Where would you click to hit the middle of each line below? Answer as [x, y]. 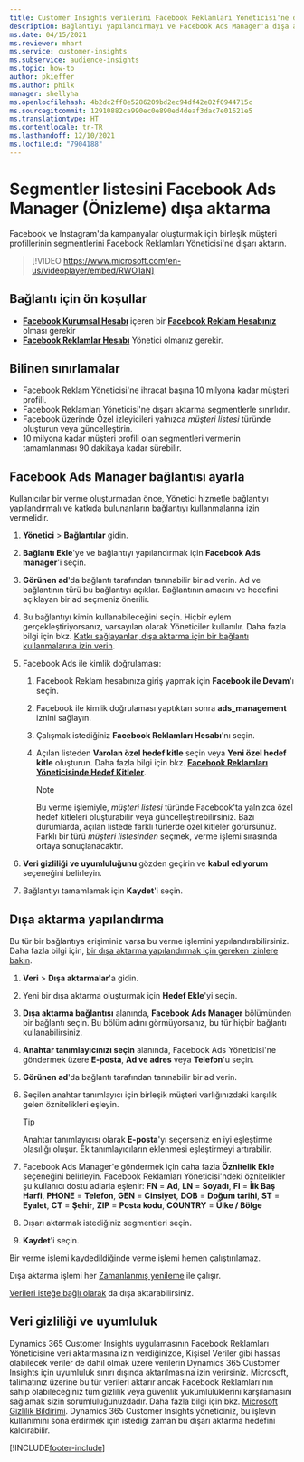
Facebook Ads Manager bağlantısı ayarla [127, 477]
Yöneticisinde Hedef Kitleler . [91, 773]
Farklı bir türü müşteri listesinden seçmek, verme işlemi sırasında [157, 836]
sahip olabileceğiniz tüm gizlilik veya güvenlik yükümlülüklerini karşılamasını [151, 1391]
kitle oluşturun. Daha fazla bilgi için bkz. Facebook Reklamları [152, 763]
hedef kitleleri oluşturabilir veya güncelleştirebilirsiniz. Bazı [145, 817]
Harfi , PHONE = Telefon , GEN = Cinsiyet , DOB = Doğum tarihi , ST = [151, 1195]
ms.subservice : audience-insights [75, 60]
